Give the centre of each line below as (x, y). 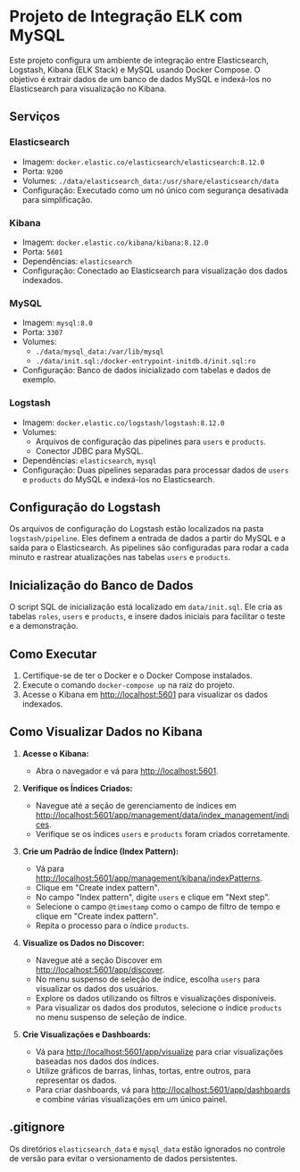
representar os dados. (76, 1080)
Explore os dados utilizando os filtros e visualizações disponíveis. (156, 998)
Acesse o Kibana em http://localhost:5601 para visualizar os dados (145, 694)
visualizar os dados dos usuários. (97, 988)
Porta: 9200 (42, 171)
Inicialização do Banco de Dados (101, 586)
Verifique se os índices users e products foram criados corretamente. (162, 833)
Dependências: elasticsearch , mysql (89, 460)
